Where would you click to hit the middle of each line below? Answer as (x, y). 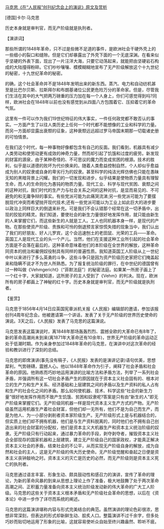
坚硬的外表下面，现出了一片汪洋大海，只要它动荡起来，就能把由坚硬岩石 (82, 61)
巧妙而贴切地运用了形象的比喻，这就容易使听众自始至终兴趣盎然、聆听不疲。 (82, 522)
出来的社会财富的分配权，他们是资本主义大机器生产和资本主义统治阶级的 (82, 427)
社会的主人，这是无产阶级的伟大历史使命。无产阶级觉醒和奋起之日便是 (84, 452)
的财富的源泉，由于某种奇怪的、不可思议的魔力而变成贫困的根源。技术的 (78, 160)
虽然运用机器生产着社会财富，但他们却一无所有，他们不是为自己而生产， (82, 409)
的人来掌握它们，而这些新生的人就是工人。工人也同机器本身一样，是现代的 (80, 221)
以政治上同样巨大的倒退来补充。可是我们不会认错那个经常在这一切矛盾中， (80, 208)
